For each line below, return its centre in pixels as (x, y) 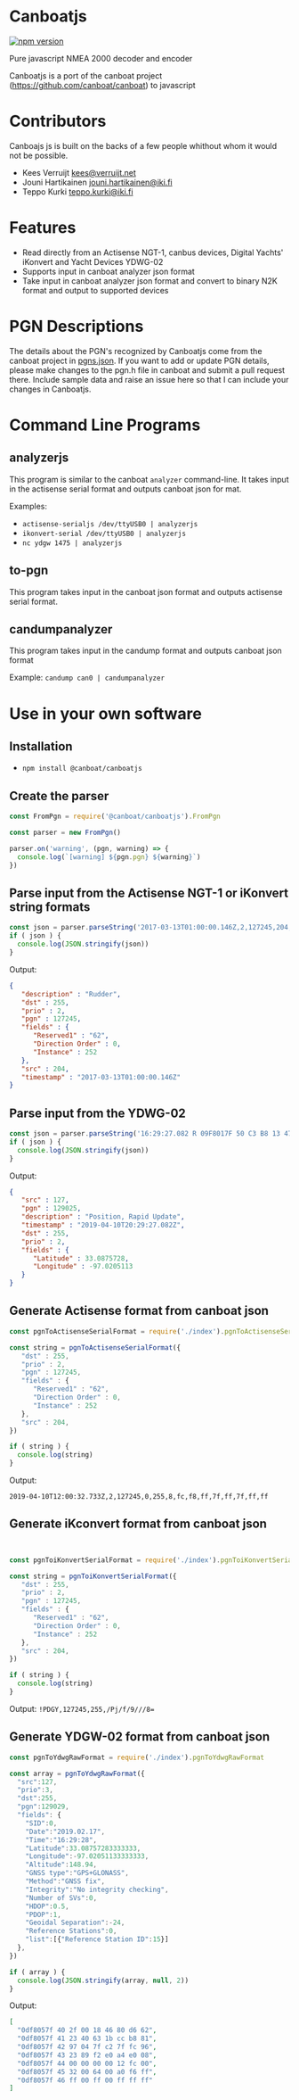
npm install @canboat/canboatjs (82, 769)
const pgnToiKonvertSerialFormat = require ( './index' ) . (115, 1560)
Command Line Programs (105, 425)
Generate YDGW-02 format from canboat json (139, 1737)
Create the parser (59, 796)
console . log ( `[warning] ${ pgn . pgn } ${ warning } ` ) (109, 857)
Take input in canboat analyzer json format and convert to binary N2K (149, 281)
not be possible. (39, 155)
